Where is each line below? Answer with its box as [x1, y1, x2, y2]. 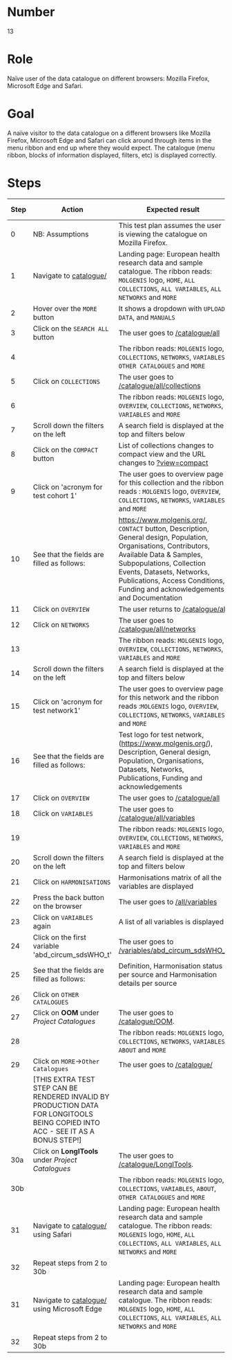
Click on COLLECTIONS [32, 376, 100, 386]
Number [7, 4, 55, 20]
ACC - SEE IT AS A [32, 1127, 95, 1136]
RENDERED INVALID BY [32, 1092, 110, 1102]
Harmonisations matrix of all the [118, 872, 222, 882]
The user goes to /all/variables [118, 897, 217, 906]
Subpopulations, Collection [118, 558, 206, 568]
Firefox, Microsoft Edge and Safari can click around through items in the [7, 136, 212, 144]
